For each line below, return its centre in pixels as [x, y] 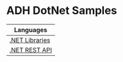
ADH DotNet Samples [62, 11]
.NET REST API [31, 50]
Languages [31, 30]
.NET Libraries [30, 40]
